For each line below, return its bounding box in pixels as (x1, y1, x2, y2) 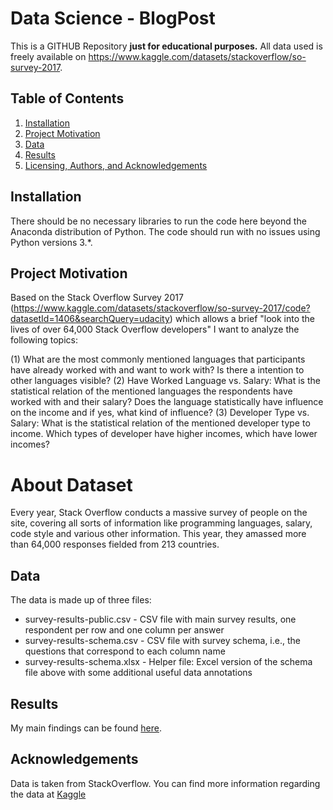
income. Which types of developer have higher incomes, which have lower (10, 428, 318, 440)
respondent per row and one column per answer (24, 624, 225, 636)
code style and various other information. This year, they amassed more (10, 528, 307, 540)
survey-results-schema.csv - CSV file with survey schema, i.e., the (24, 635, 301, 647)
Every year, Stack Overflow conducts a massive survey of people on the (10, 507, 308, 519)
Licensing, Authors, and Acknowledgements (24, 159, 208, 171)
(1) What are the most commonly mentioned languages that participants (10, 353, 306, 366)
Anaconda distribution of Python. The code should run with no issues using (10, 225, 321, 237)
